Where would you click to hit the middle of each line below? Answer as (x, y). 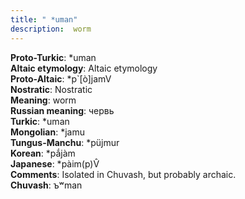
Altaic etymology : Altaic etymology (84, 68)
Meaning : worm (43, 100)
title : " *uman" (44, 19)
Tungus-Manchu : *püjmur (65, 142)
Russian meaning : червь (62, 110)
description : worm (51, 29)
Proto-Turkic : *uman (53, 57)
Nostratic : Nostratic (51, 89)
